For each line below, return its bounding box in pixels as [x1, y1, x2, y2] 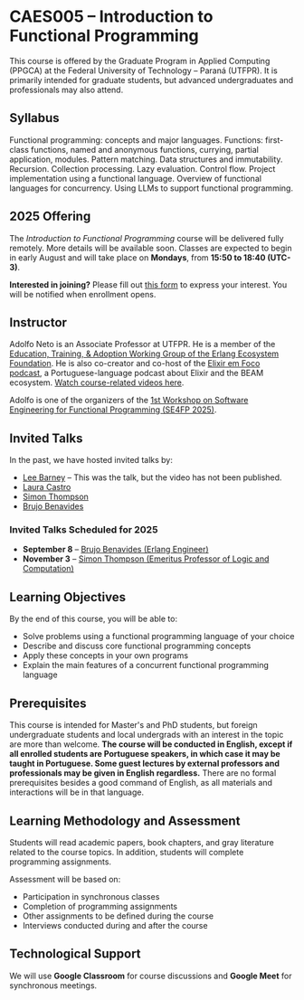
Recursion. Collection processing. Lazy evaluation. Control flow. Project [9, 163, 276, 174]
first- [265, 134, 284, 146]
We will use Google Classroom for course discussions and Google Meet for [9, 970, 292, 981]
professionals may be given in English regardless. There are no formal [9, 768, 277, 778]
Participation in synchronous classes [22, 891, 160, 901]
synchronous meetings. [9, 979, 98, 991]
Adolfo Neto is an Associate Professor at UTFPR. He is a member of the [9, 339, 276, 350]
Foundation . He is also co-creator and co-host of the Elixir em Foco [9, 358, 261, 369]
